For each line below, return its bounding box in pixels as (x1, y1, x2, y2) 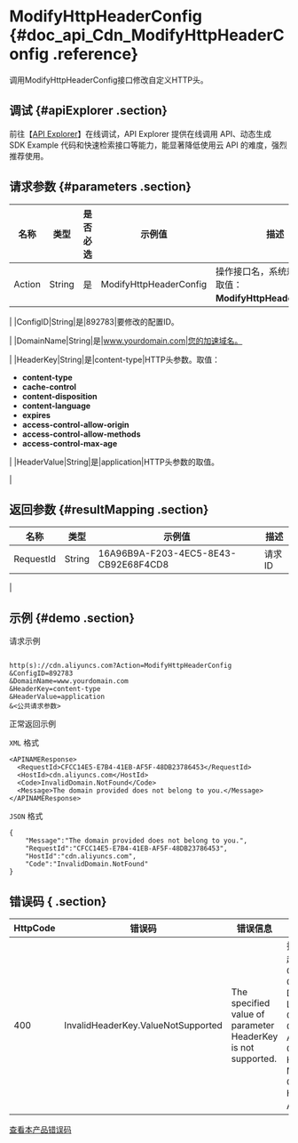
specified (231, 997, 271, 1009)
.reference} (51, 44, 139, 64)
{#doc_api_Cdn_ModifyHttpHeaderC (9, 25, 286, 45)
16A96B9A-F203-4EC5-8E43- (98, 547, 237, 559)
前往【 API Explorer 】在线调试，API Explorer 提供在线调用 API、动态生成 (9, 128, 272, 139)
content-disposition (21, 390, 98, 401)
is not (231, 1042, 255, 1053)
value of (231, 1008, 265, 1020)
